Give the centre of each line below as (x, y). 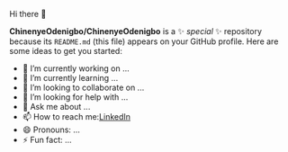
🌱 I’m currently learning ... (70, 78)
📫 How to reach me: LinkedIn (76, 116)
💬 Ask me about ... (56, 107)
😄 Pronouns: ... (51, 130)
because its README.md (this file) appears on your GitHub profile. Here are (144, 41)
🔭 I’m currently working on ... (76, 68)
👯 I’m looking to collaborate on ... (83, 87)
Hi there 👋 (28, 14)
